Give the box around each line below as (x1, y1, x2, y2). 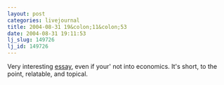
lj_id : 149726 (7, 43, 49, 50)
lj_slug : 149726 (7, 37, 55, 44)
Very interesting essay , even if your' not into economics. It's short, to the (7, 63, 218, 70)
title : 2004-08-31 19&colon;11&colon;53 (7, 23, 128, 30)
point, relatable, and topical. (7, 70, 88, 78)
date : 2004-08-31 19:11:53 (7, 30, 86, 37)
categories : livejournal (7, 17, 80, 24)
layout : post (7, 10, 46, 18)
